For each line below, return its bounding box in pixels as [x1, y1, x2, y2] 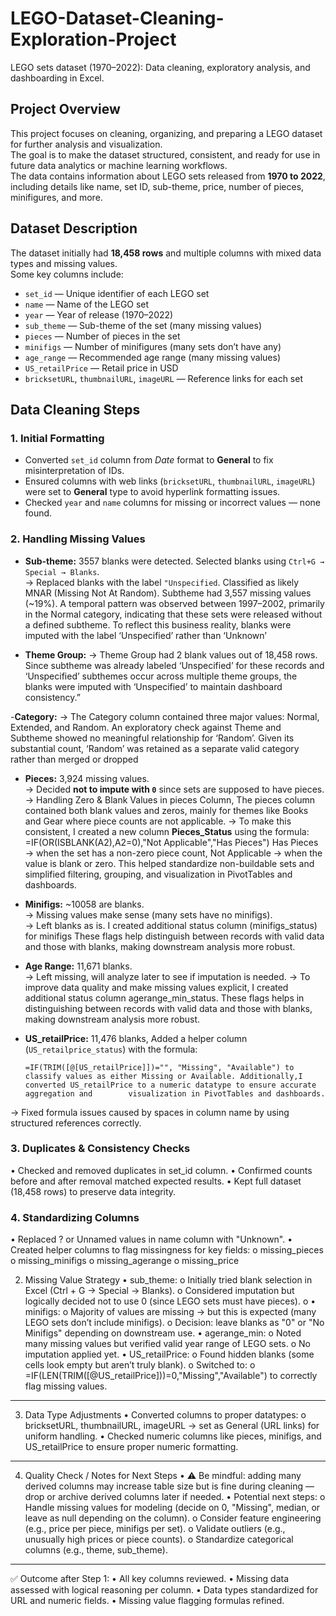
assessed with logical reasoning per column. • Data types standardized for [10, 1584, 319, 1596]
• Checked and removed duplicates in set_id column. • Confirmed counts [10, 1164, 313, 1176]
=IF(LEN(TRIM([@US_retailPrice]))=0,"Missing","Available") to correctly [24, 1370, 318, 1382]
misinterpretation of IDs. [24, 465, 125, 477]
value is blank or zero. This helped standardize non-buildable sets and [24, 857, 315, 869]
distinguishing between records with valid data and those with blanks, [24, 1002, 313, 1014]
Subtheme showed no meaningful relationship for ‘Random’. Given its [10, 732, 295, 744]
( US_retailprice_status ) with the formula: [24, 1043, 198, 1055]
